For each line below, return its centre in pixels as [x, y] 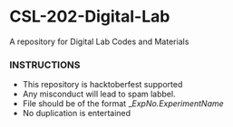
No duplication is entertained [77, 113]
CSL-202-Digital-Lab [90, 17]
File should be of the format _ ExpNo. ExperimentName [123, 104]
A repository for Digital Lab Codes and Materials [99, 41]
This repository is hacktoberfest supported [102, 85]
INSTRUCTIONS [45, 65]
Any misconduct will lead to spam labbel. [99, 94]
